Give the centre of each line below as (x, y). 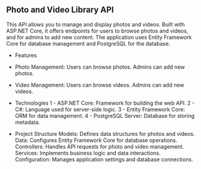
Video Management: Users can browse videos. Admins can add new (100, 85)
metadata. (27, 122)
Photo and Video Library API (60, 10)
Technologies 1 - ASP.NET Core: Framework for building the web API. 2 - (105, 103)
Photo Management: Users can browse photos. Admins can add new (100, 67)
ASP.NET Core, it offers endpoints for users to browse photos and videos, (97, 31)
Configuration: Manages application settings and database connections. (104, 159)
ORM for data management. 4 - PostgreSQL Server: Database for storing (105, 115)
